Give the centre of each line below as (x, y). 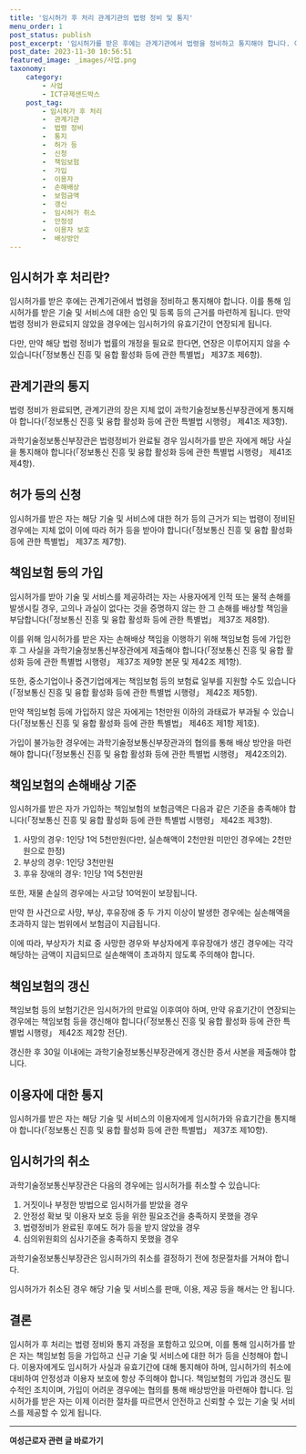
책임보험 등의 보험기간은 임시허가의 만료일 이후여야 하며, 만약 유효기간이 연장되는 (153, 1010)
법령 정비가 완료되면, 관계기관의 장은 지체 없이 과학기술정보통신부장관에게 (140, 410)
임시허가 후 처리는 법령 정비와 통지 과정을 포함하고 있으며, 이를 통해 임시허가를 (148, 1344)
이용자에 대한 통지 (56, 1095)
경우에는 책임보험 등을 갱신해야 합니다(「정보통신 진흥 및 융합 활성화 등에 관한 (145, 1021)
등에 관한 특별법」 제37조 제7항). (68, 541)
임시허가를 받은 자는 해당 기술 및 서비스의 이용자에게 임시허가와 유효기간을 (141, 1119)
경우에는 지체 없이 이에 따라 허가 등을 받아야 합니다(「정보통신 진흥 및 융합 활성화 (151, 530)
